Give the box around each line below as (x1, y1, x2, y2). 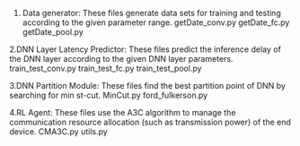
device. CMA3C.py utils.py (9, 126, 108, 137)
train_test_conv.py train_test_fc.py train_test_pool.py (9, 63, 202, 73)
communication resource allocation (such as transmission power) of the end (9, 116, 292, 127)
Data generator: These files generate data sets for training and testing (22, 8, 281, 18)
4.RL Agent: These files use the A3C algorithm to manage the (9, 107, 236, 117)
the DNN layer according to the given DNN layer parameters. (9, 54, 234, 64)
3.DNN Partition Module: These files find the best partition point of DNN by (9, 81, 286, 90)
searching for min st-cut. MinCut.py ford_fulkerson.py (9, 90, 208, 100)
